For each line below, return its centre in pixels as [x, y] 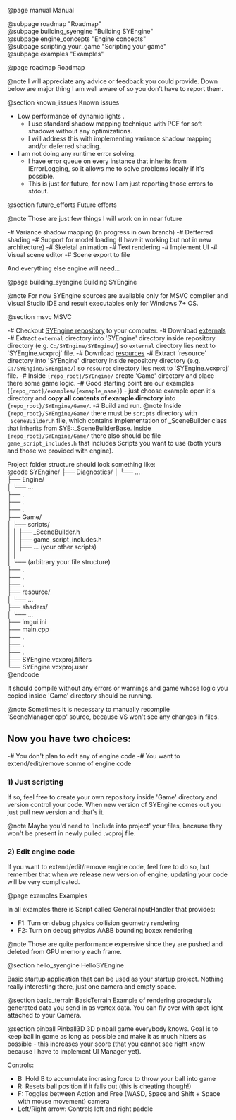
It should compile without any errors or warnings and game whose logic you [118, 688]
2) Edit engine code [41, 852]
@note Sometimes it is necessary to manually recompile [89, 709]
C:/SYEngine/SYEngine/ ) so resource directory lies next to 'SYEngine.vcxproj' [118, 368]
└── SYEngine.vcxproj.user [48, 667]
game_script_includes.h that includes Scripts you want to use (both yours [114, 443]
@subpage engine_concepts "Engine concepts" [77, 39]
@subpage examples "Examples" [56, 54]
